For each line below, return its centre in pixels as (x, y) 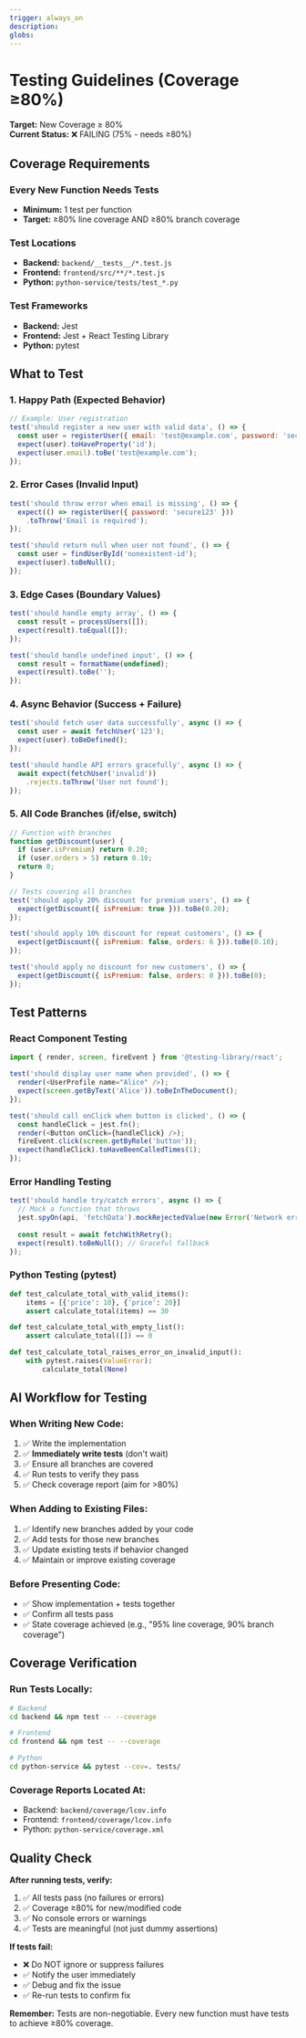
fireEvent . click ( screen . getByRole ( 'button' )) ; (107, 1141)
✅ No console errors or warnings (85, 1918)
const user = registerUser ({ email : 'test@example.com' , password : (148, 436)
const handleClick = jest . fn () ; (79, 1124)
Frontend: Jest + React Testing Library (96, 335)
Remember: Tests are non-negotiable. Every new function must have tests (149, 2013)
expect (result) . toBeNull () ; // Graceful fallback (113, 1243)
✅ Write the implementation (74, 1444)
